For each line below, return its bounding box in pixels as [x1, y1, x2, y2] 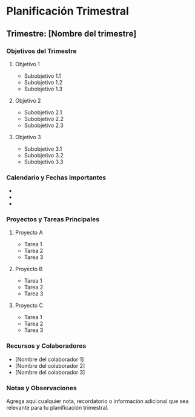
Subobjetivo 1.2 [24, 78, 63, 86]
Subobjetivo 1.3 [24, 85, 62, 92]
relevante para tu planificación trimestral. [6, 404, 109, 412]
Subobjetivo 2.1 [24, 108, 62, 116]
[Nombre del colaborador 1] [15, 356, 84, 363]
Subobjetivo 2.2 [24, 115, 64, 122]
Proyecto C [15, 302, 44, 309]
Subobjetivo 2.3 [24, 122, 64, 129]
